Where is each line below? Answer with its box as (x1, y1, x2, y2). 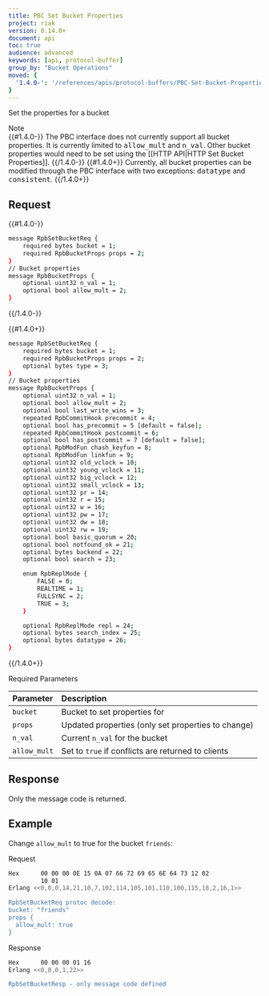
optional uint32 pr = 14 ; (22, 488, 110, 496)
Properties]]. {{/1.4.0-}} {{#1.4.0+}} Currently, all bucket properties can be (8, 158, 252, 167)
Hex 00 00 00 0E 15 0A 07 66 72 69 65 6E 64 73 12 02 (8, 869, 210, 878)
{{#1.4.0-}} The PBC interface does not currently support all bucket (8, 132, 230, 142)
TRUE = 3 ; (37, 600, 70, 608)
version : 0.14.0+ (8, 26, 66, 34)
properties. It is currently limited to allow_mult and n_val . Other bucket (8, 141, 251, 151)
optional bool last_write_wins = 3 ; (22, 406, 146, 415)
